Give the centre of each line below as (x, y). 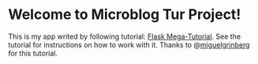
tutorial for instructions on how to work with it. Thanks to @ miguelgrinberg (129, 44)
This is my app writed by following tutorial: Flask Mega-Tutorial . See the (125, 36)
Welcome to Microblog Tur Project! (125, 15)
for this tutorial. (33, 53)
